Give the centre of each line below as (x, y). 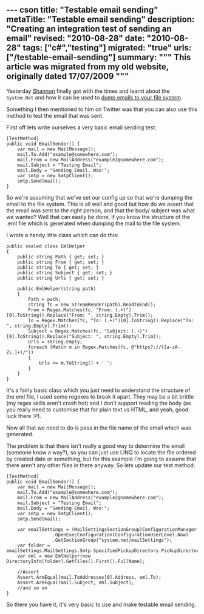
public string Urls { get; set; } (61, 278)
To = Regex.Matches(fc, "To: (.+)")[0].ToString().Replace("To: (111, 320)
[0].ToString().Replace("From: (46, 315)
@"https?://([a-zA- (156, 347)
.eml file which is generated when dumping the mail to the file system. (94, 223)
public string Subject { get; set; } (65, 272)
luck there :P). (24, 416)
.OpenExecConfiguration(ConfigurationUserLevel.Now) (121, 535)
